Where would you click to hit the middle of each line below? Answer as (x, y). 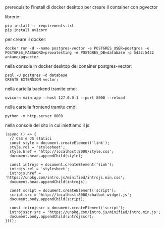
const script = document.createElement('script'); (63, 190)
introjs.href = (25, 173)
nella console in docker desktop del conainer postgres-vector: (69, 66)
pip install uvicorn (27, 30)
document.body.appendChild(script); (47, 199)
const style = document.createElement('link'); (60, 143)
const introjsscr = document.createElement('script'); (67, 208)
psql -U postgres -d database (36, 75)
